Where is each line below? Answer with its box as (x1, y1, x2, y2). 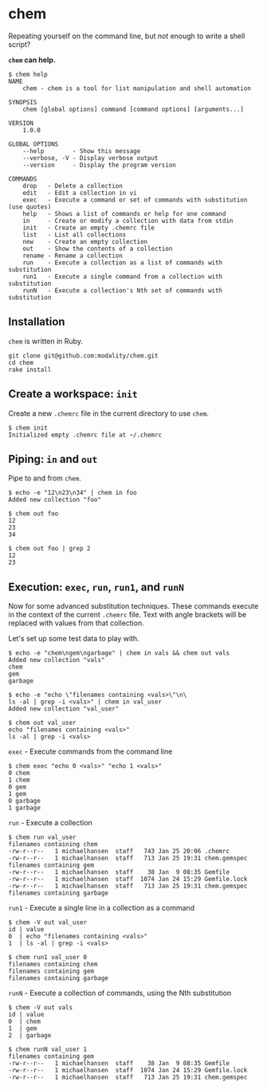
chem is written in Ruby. (8, 336, 84, 346)
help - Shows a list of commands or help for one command (22, 210, 226, 217)
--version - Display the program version (22, 161, 177, 169)
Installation (8, 315, 65, 329)
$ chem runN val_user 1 (8, 1045, 88, 1054)
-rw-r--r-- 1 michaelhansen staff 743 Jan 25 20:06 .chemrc (8, 848, 230, 856)
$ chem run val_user (8, 833, 77, 841)
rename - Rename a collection (22, 252, 124, 260)
